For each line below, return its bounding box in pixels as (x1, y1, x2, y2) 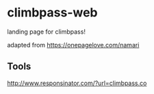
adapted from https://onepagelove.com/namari (7, 40, 140, 49)
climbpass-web (7, 5, 98, 21)
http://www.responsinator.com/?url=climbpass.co (7, 79, 147, 87)
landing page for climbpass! (7, 27, 86, 36)
